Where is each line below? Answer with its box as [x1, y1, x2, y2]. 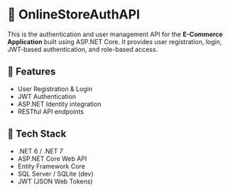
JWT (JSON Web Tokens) [17, 177, 94, 186]
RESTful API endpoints [17, 107, 84, 116]
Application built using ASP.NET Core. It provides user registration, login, [7, 37, 222, 46]
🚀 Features [7, 65, 56, 78]
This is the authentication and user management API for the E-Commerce [7, 30, 224, 38]
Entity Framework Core [17, 161, 85, 170]
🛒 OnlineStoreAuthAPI [7, 6, 141, 23]
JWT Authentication [17, 92, 77, 100]
